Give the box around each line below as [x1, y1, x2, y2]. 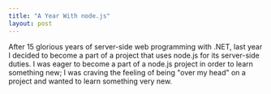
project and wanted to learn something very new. [8, 76, 173, 86]
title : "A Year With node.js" [8, 11, 111, 20]
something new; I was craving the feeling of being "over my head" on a [8, 67, 246, 77]
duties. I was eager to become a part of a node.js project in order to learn [8, 58, 254, 69]
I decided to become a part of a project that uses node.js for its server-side [8, 50, 260, 60]
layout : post [8, 19, 53, 28]
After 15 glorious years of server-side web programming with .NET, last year [8, 41, 263, 51]
